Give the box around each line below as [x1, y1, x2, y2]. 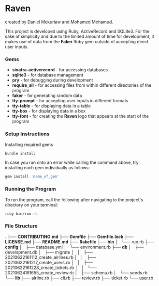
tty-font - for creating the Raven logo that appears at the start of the [12, 113, 149, 119]
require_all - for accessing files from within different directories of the [12, 82, 152, 88]
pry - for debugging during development [12, 77, 93, 83]
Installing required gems [5, 142, 53, 147]
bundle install [5, 151, 36, 156]
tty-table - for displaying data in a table [12, 103, 91, 109]
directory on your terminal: [5, 202, 58, 207]
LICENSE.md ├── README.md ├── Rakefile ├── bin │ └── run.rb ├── [5, 238, 154, 245]
